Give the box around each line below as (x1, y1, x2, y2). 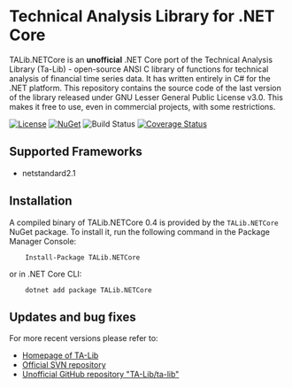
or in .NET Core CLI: (9, 268, 82, 279)
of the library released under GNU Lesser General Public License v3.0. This (9, 91, 283, 103)
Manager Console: (9, 236, 77, 246)
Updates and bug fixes (9, 309, 137, 324)
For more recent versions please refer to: (9, 333, 158, 344)
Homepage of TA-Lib (21, 350, 99, 361)
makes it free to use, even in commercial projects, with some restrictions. (9, 101, 276, 112)
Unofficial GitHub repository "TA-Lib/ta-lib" (21, 369, 180, 380)
